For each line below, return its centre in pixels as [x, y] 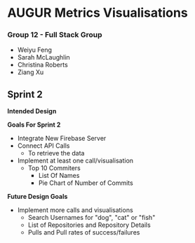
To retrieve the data [56, 153]
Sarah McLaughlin [43, 57]
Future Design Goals [38, 197]
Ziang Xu [31, 72]
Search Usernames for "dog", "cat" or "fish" [92, 218]
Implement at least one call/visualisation [75, 161]
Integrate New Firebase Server [62, 139]
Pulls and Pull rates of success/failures [84, 232]
